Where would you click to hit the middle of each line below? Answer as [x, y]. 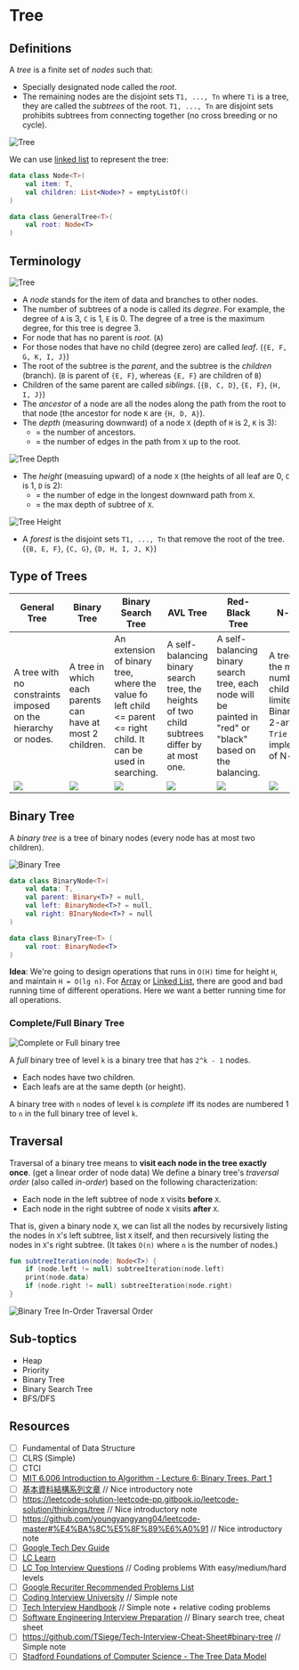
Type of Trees [48, 577]
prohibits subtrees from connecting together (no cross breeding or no [150, 115]
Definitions [40, 49]
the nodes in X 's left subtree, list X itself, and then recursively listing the [139, 1235]
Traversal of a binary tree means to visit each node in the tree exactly [138, 1162]
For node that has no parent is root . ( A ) [93, 337]
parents [85, 700]
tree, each [238, 683]
